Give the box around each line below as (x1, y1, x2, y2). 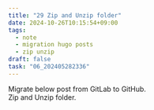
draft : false (8, 56, 51, 64)
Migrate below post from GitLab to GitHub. (8, 84, 146, 93)
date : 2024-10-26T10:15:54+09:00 (8, 19, 118, 27)
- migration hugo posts (15, 41, 93, 49)
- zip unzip (15, 48, 55, 56)
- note (15, 33, 37, 42)
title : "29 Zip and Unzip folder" (8, 11, 122, 20)
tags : (8, 26, 26, 34)
